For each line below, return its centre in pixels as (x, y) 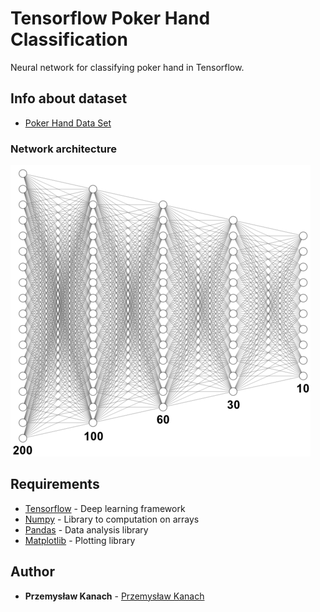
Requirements (55, 484)
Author (32, 572)
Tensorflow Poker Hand (110, 18)
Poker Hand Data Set (68, 123)
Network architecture (63, 149)
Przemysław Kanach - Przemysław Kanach (114, 596)
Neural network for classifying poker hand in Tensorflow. (127, 67)
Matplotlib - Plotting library (80, 540)
